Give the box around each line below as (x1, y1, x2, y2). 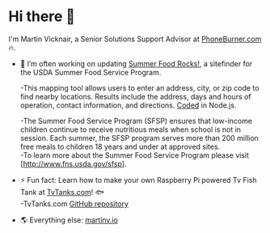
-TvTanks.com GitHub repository (19, 198, 129, 209)
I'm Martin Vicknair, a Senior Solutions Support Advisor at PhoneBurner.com (8, 34, 262, 44)
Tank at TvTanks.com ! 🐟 (19, 187, 104, 197)
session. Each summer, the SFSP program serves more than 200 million (19, 133, 259, 142)
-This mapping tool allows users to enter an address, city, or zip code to (19, 83, 259, 92)
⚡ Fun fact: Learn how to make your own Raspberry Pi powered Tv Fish (19, 175, 257, 184)
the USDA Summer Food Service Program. (19, 67, 162, 77)
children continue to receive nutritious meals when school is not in (19, 125, 241, 134)
